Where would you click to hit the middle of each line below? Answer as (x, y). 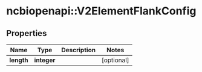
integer (45, 60)
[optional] (115, 60)
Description (78, 50)
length (19, 60)
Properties (27, 33)
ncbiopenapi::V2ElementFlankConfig (101, 11)
